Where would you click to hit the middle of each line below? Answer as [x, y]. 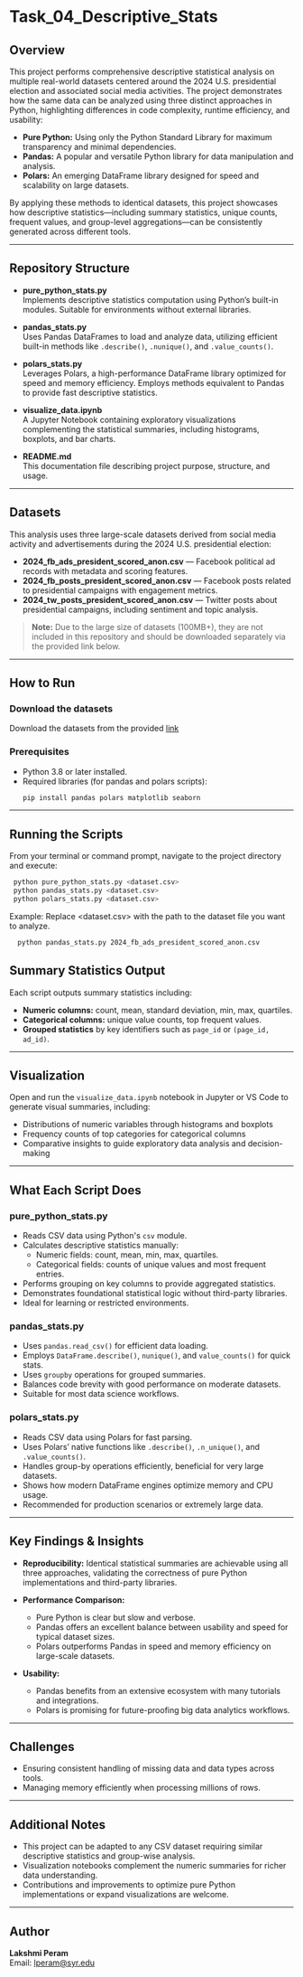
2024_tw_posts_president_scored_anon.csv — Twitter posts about [150, 599]
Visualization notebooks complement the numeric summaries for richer [154, 1866]
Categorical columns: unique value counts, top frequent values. [142, 1020]
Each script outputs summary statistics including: [101, 993]
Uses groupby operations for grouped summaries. [114, 1375]
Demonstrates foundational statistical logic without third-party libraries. [155, 1294]
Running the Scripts [66, 834]
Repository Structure [70, 268]
